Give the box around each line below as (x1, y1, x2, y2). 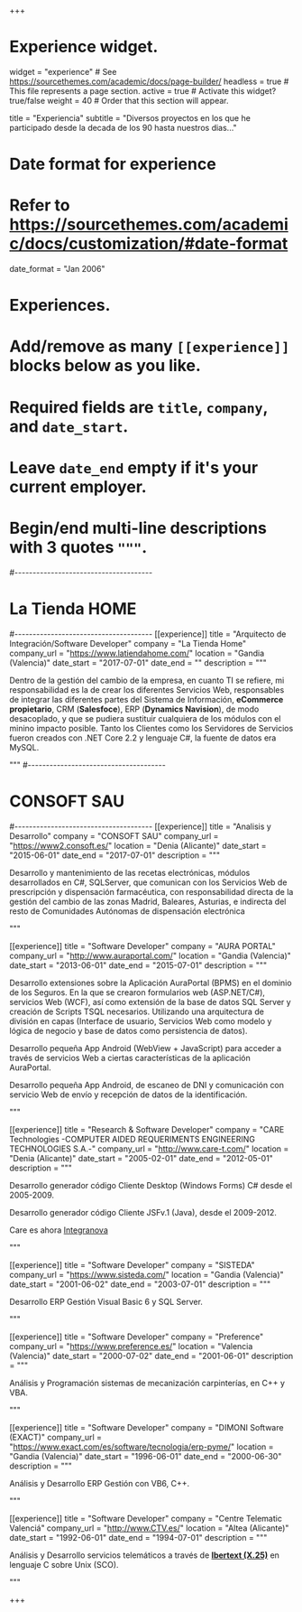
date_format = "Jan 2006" (9, 264, 105, 275)
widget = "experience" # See (9, 66, 117, 77)
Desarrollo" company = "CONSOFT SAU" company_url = (9, 830, 219, 841)
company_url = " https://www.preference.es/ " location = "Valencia (9, 1340, 253, 1351)
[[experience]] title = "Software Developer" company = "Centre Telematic (9, 1513, 282, 1523)
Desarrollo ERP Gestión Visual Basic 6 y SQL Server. (9, 1296, 203, 1307)
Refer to (9, 195, 70, 216)
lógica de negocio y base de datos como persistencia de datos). (9, 1025, 248, 1036)
